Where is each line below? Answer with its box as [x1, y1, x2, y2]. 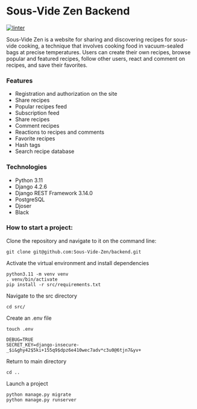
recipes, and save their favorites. [6, 61, 88, 69]
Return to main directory [6, 357, 67, 365]
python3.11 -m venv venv [6, 271, 69, 277]
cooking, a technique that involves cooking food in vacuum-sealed [17, 42, 184, 49]
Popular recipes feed [14, 103, 67, 110]
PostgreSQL [14, 196, 45, 203]
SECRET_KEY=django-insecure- [6, 342, 80, 348]
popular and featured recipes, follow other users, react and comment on [6, 55, 186, 62]
